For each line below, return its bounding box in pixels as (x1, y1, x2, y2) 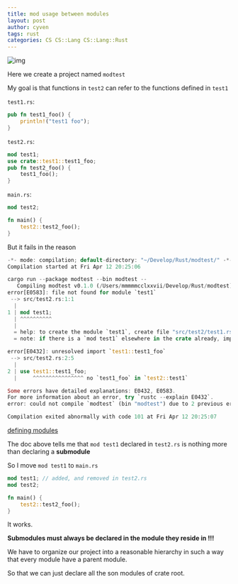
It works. (7, 520, 33, 529)
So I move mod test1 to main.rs (7, 461, 98, 469)
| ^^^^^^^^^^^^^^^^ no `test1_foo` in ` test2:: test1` (13, 374, 189, 382)
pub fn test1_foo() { (7, 111, 72, 119)
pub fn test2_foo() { (7, 164, 72, 171)
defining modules (7, 426, 59, 434)
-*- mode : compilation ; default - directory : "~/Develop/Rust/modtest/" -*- (7, 256, 233, 263)
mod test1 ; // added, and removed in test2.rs (7, 475, 147, 482)
